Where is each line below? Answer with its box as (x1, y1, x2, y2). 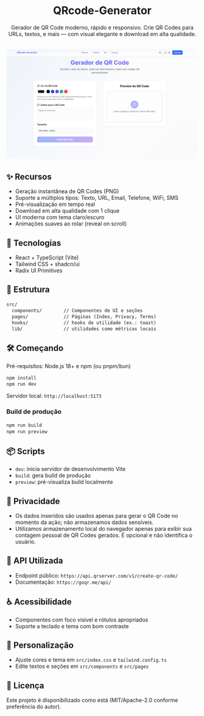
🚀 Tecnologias (6, 238, 62, 248)
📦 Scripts (6, 446, 46, 456)
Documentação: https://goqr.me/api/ (15, 578, 111, 586)
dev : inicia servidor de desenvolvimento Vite (15, 466, 126, 473)
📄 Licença (6, 680, 44, 690)
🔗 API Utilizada (6, 556, 63, 566)
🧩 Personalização (6, 640, 74, 651)
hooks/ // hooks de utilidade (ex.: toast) (12, 319, 157, 326)
